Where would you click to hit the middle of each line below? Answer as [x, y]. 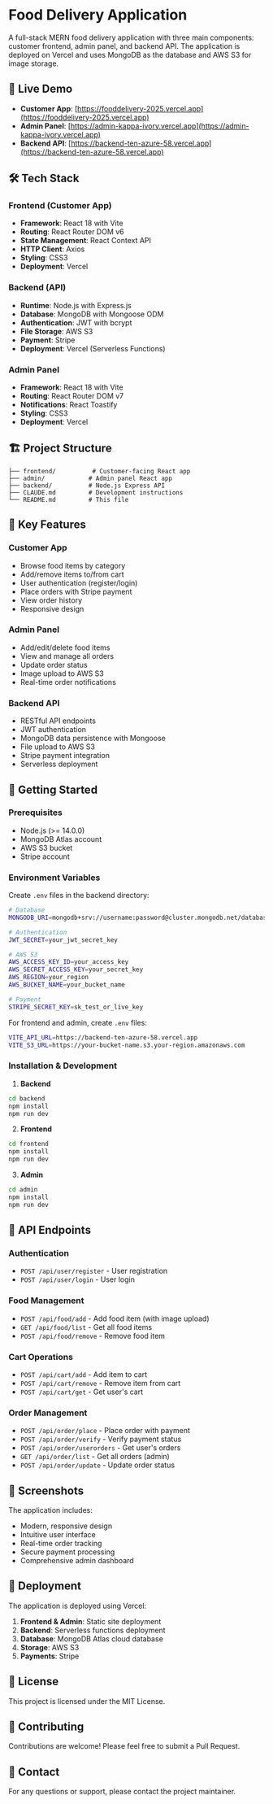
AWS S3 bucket [46, 848]
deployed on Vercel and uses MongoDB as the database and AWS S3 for [130, 54]
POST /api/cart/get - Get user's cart [82, 1392]
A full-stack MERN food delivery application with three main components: [131, 37]
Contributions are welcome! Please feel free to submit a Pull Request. [124, 1746]
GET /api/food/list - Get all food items [86, 1327]
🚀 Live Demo [41, 89]
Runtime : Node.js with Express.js [76, 305]
